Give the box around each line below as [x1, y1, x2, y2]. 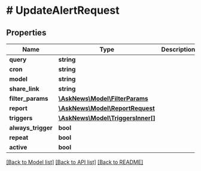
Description [161, 46, 196, 53]
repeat [9, 133, 29, 142]
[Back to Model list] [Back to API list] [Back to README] [6, 158, 144, 166]
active [9, 143, 28, 151]
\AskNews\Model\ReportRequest [58, 104, 156, 112]
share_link [9, 85, 39, 93]
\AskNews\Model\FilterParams [58, 94, 148, 103]
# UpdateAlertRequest [6, 4, 120, 17]
